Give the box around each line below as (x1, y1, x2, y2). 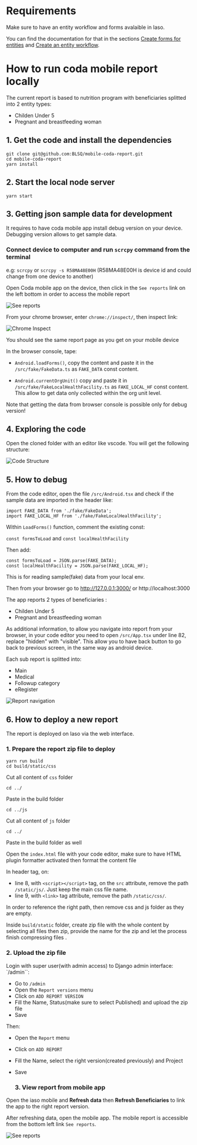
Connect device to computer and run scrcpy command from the (6, 246, 190, 254)
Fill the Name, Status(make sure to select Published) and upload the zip (14, 999, 188, 1006)
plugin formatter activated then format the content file (6, 857, 136, 864)
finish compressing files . (6, 934, 67, 941)
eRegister (14, 686, 38, 693)
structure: (6, 446, 30, 453)
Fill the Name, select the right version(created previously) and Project (14, 1057, 183, 1064)
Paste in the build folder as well (6, 839, 82, 846)
